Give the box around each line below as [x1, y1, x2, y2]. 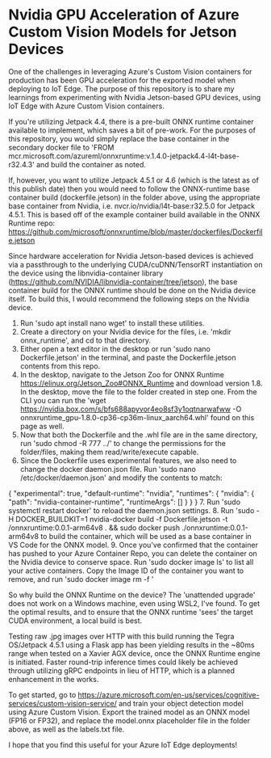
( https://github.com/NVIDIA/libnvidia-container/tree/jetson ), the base [8, 276, 238, 286]
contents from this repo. [19, 361, 101, 371]
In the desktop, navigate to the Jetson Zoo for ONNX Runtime [19, 369, 224, 379]
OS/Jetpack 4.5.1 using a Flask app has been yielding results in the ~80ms [8, 640, 256, 650]
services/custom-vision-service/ [8, 698, 117, 708]
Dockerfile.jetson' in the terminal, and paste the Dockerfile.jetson [19, 352, 236, 362]
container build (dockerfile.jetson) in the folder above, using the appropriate [8, 192, 261, 202]
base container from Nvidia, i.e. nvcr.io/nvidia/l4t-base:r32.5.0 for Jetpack [8, 200, 256, 211]
